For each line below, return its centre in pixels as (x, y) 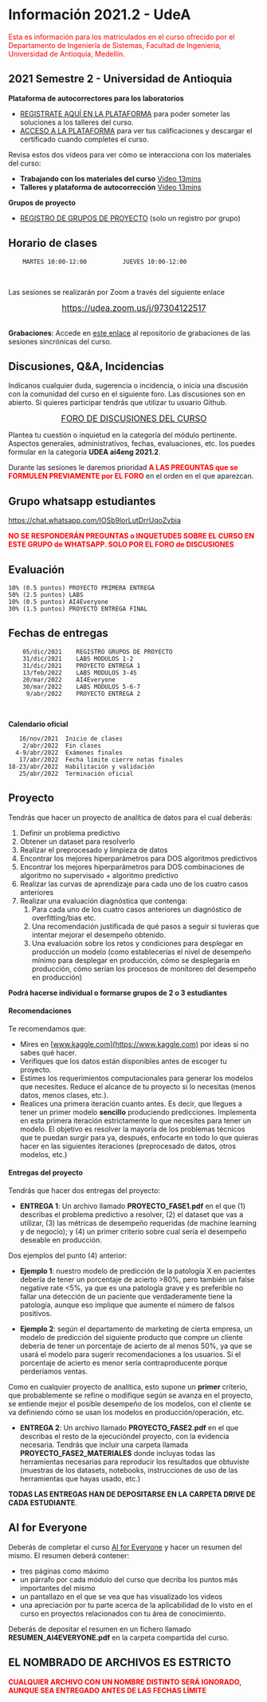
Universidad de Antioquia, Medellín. (67, 54)
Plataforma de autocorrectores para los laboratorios (96, 98)
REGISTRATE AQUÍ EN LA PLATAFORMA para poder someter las (125, 113)
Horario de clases (53, 243)
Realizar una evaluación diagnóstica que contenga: (104, 901)
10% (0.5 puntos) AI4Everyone (59, 602)
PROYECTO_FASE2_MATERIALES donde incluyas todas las (118, 1453)
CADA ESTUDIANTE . (43, 1503)
